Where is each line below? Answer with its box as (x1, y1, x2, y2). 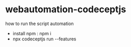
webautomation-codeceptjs (5, 4, 126, 15)
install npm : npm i (12, 30, 51, 36)
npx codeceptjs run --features (12, 36, 76, 42)
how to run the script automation (5, 20, 74, 27)
